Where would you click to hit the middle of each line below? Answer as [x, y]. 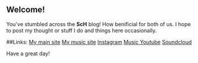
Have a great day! [28, 53]
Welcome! [25, 10]
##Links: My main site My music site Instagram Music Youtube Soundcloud [99, 42]
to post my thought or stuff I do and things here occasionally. [82, 30]
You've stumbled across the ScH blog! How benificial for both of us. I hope [98, 24]
